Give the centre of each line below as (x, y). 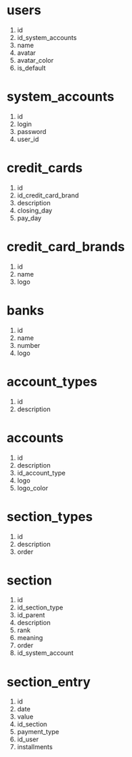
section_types (50, 516)
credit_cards (45, 168)
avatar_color (35, 60)
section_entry (49, 682)
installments (35, 747)
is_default (31, 68)
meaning (30, 638)
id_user (28, 739)
